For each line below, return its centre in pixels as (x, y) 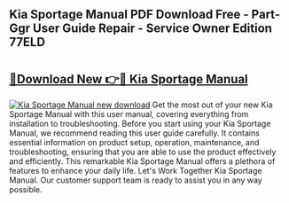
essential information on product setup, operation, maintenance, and (134, 142)
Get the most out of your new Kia (212, 105)
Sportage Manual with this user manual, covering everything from (129, 114)
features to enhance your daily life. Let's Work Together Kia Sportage (136, 171)
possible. (26, 189)
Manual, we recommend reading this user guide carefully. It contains (134, 133)
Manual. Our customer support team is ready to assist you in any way (136, 180)
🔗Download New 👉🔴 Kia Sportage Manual (129, 79)
